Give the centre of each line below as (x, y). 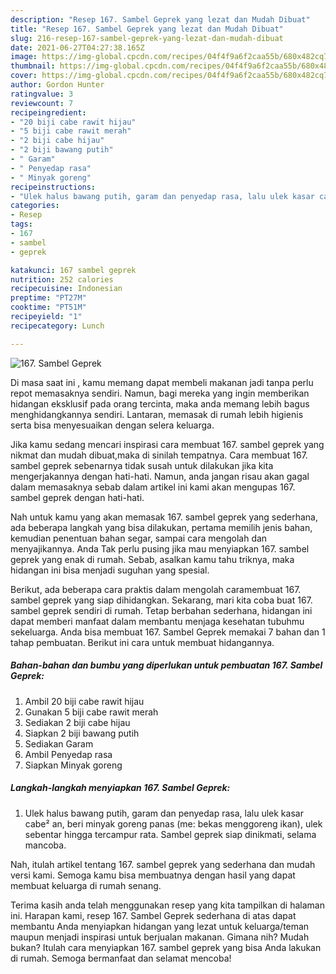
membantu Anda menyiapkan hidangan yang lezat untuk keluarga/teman (160, 926)
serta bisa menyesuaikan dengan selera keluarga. (112, 425)
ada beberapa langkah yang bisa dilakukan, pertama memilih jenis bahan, (161, 527)
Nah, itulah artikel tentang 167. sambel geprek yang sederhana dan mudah (163, 864)
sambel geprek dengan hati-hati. (77, 497)
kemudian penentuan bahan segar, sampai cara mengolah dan (139, 538)
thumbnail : (33, 66)
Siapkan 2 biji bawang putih (82, 733)
